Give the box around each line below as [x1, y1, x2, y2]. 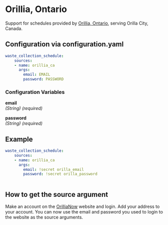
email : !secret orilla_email [23, 167, 84, 172]
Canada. [5, 25, 23, 31]
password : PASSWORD [23, 77, 64, 82]
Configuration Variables [5, 88, 65, 95]
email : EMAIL [23, 72, 51, 77]
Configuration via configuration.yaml [5, 40, 124, 49]
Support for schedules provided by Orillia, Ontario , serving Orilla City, [5, 20, 149, 26]
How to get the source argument [5, 190, 108, 199]
